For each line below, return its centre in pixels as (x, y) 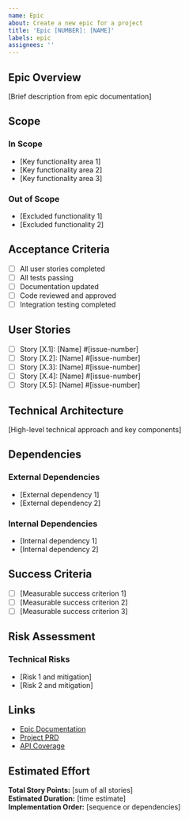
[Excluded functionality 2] (62, 224)
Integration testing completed (68, 304)
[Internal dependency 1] (58, 540)
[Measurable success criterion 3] (74, 611)
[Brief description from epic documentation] (80, 96)
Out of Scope (34, 199)
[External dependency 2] (60, 503)
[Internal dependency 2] (59, 549)
